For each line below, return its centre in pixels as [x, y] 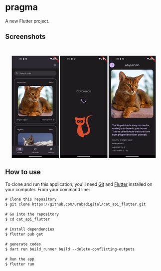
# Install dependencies [30, 229]
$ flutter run [20, 264]
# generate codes [23, 244]
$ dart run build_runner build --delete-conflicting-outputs [70, 249]
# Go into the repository [32, 214]
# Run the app [20, 259]
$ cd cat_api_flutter [28, 219]
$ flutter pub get [24, 234]
